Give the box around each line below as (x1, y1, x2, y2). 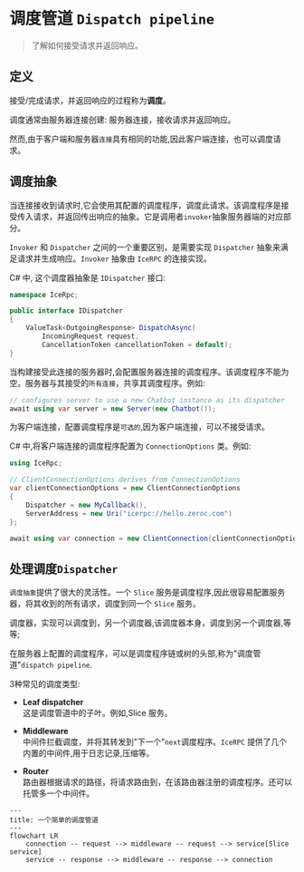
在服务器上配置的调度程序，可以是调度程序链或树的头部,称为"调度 (9, 648, 253, 659)
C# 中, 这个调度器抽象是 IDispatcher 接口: (9, 272, 166, 283)
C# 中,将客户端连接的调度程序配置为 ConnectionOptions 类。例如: (9, 441, 252, 451)
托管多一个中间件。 (22, 788, 95, 799)
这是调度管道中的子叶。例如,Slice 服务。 (22, 708, 173, 719)
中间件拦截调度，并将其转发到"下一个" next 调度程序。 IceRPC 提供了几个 (22, 736, 288, 748)
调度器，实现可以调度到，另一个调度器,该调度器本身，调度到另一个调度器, (9, 617, 284, 628)
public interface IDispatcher (9, 306, 124, 315)
